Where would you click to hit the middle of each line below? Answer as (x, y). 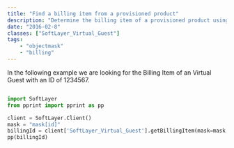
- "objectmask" (42, 46)
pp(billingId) (28, 138)
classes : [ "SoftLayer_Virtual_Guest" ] (63, 33)
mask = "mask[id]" (34, 124)
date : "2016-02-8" (34, 27)
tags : (15, 40)
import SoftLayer (32, 98)
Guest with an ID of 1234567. (48, 80)
